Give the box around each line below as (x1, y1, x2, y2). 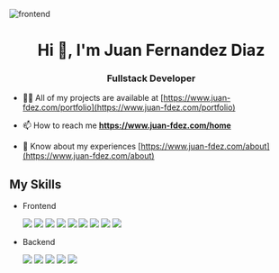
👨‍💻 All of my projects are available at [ (22, 93, 164, 104)
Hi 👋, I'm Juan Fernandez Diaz (37, 41, 265, 60)
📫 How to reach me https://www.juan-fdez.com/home (22, 120, 231, 131)
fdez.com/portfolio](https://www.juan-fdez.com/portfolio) (22, 102, 236, 113)
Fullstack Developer (106, 72, 196, 85)
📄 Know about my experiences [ (22, 141, 141, 152)
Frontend (22, 201, 57, 212)
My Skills (9, 177, 62, 192)
